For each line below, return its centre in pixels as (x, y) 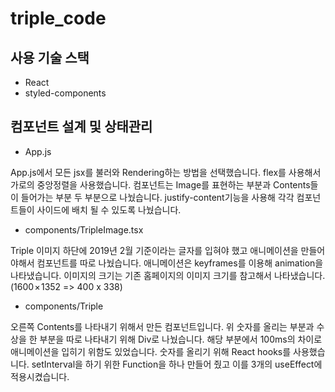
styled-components (65, 93)
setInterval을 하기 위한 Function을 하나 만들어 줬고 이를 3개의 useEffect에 (177, 364)
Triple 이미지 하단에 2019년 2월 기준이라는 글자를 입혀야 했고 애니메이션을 (154, 250)
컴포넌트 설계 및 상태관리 (81, 127)
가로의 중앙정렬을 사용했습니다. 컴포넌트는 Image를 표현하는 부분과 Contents (160, 184)
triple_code (58, 18)
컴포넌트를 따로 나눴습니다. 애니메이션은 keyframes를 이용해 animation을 (180, 263)
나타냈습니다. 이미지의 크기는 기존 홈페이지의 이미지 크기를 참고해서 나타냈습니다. (168, 275)
